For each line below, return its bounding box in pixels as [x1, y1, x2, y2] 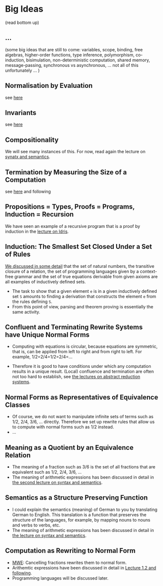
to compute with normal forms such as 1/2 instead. [12, 424, 114, 430]
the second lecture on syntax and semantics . [12, 480, 103, 485]
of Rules [5, 250, 31, 259]
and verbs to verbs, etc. [12, 522, 61, 528]
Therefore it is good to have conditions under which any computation [12, 364, 151, 369]
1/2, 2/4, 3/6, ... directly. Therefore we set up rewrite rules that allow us [12, 419, 155, 425]
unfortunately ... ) [5, 67, 40, 73]
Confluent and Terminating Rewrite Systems [5, 323, 143, 331]
